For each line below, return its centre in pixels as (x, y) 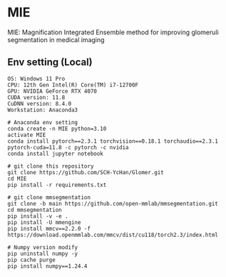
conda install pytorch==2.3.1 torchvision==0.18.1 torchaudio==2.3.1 (113, 141)
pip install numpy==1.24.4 (47, 266)
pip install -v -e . (38, 216)
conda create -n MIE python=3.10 (57, 129)
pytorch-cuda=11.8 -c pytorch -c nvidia (68, 147)
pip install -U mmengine (44, 222)
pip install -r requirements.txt (57, 185)
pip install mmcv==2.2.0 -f (49, 228)
